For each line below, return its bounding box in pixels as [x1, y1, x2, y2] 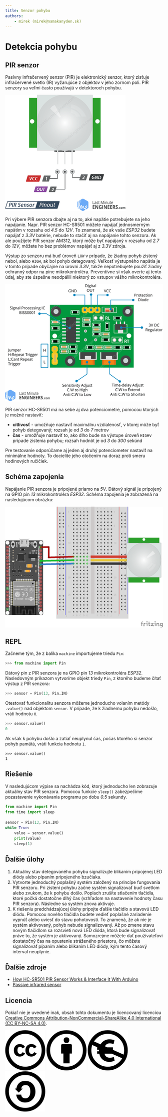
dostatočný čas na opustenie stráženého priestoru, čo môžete [12, 938, 140, 944]
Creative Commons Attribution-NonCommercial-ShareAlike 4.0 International [5, 1015, 161, 1021]
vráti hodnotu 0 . [5, 711, 37, 717]
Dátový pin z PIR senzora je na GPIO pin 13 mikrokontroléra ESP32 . [5, 670, 143, 676]
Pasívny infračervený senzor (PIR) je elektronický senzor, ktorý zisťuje [5, 74, 149, 80]
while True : [5, 825, 30, 831]
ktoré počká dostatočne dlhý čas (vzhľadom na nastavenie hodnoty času [12, 895, 163, 901]
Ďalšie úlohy [5, 855, 44, 864]
